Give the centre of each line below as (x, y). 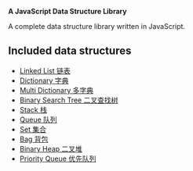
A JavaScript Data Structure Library (67, 11)
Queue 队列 (38, 119)
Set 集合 (33, 129)
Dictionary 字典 (44, 80)
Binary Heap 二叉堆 (51, 148)
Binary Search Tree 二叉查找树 (69, 100)
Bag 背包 (34, 139)
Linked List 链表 (45, 70)
